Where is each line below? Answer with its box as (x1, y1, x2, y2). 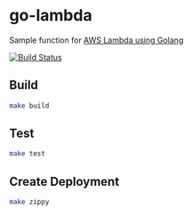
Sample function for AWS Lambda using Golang (9, 35, 184, 45)
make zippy (9, 197, 50, 207)
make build (9, 101, 50, 110)
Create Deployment (9, 174, 120, 189)
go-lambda (9, 5, 92, 26)
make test (9, 149, 46, 158)
